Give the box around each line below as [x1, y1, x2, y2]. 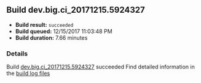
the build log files [6, 70, 50, 77]
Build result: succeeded [15, 21, 74, 28]
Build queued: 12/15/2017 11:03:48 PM [15, 27, 112, 35]
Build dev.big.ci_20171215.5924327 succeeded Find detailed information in [6, 63, 195, 71]
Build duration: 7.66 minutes [15, 34, 88, 41]
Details [6, 49, 28, 57]
